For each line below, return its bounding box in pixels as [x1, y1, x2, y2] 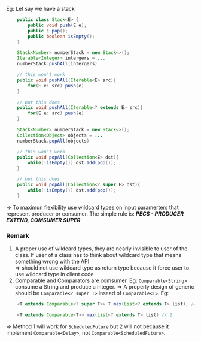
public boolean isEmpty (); [28, 33, 95, 40]
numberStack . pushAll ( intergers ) [17, 61, 98, 67]
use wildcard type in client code [14, 270, 94, 277]
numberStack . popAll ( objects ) [17, 138, 90, 144]
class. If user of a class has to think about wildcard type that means [14, 251, 182, 258]
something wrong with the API [14, 258, 90, 265]
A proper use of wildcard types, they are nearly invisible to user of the [14, 245, 188, 252]
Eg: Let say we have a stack [6, 5, 75, 12]
